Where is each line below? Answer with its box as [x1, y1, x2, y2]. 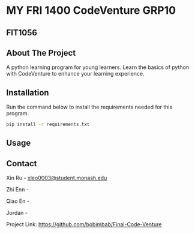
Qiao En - [6, 197, 30, 205]
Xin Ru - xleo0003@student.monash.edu [6, 175, 107, 182]
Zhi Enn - [6, 186, 29, 193]
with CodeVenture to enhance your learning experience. [6, 70, 145, 77]
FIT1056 [6, 28, 38, 38]
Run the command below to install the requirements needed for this [6, 103, 173, 111]
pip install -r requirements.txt [6, 121, 90, 128]
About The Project [6, 47, 76, 58]
